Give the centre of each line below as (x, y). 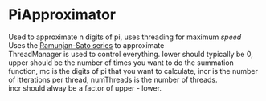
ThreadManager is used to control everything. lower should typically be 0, (131, 54)
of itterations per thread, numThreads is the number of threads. (113, 79)
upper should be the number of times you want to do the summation (121, 63)
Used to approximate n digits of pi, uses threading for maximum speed (125, 37)
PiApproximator (62, 15)
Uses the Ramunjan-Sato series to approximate (86, 45)
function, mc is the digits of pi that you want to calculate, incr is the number (133, 71)
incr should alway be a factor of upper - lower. (85, 88)
